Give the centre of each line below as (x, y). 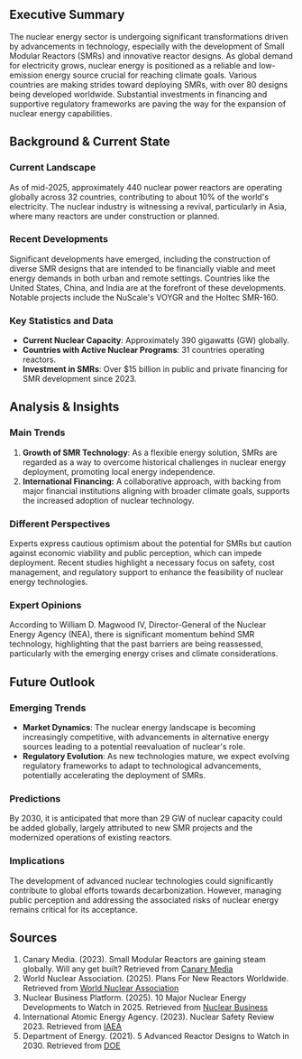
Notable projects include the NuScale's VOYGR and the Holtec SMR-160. (144, 297)
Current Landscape (53, 168)
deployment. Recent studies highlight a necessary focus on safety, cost (142, 562)
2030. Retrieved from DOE (71, 1045)
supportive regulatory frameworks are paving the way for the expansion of (148, 104)
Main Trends (37, 432)
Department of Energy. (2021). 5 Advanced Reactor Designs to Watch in (156, 1036)
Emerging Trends (48, 708)
